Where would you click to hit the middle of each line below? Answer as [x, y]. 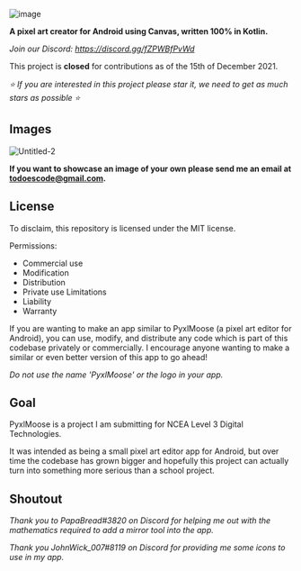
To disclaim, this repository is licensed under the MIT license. [123, 228]
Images [31, 129]
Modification [46, 272]
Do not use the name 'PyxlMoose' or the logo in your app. [116, 375]
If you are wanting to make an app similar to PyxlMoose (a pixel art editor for [150, 328]
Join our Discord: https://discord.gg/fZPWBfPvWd [102, 49]
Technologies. [35, 434]
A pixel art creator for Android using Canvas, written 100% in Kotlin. [139, 31]
